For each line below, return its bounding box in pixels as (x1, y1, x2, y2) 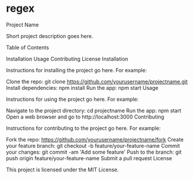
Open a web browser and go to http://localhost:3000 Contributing (6, 113, 165, 120)
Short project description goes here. (6, 32, 93, 39)
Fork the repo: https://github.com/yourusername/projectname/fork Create (6, 136, 184, 143)
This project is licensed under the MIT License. (6, 166, 119, 173)
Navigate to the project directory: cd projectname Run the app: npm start (6, 107, 182, 114)
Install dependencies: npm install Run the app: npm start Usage (6, 84, 159, 91)
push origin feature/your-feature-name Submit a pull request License (6, 154, 172, 161)
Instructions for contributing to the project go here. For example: (6, 124, 161, 131)
